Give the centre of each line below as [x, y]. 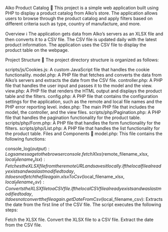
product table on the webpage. [37, 50]
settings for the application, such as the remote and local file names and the [83, 101]
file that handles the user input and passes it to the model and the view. [79, 86]
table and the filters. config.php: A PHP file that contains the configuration [81, 96]
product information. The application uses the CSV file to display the [76, 45]
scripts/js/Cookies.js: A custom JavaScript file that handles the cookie [77, 70]
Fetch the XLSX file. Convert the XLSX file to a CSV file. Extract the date [79, 219]
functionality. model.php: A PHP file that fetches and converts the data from [83, 75]
